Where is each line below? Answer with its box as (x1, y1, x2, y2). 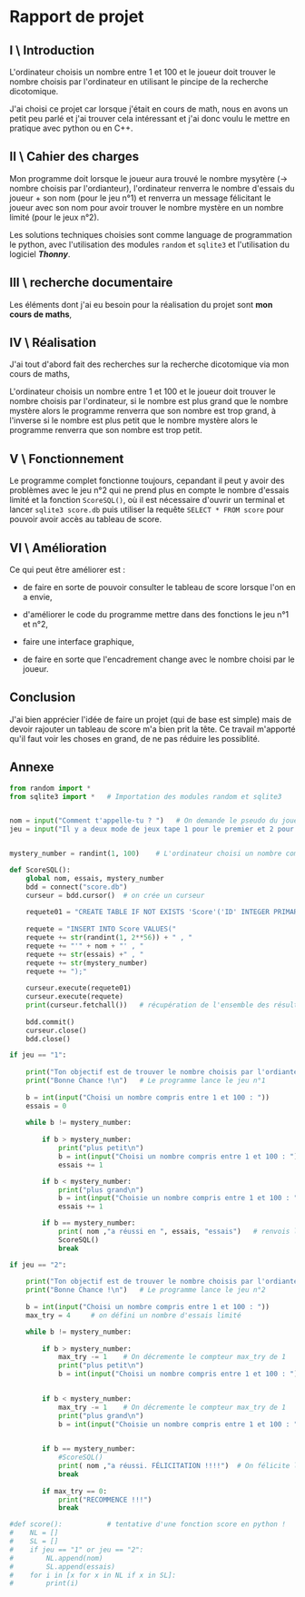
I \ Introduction (9, 43, 95, 58)
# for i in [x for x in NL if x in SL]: (9, 1571, 177, 1580)
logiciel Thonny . (9, 248, 71, 260)
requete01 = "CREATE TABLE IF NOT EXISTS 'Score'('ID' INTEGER (25, 908, 271, 917)
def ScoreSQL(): (9, 865, 71, 875)
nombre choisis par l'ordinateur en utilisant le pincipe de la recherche (9, 76, 269, 87)
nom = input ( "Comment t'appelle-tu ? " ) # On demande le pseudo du (9, 816, 279, 825)
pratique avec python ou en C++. (9, 123, 133, 133)
